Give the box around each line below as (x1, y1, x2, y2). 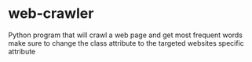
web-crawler (8, 5, 94, 22)
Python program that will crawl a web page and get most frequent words (8, 30, 243, 40)
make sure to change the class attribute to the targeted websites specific (8, 38, 245, 47)
